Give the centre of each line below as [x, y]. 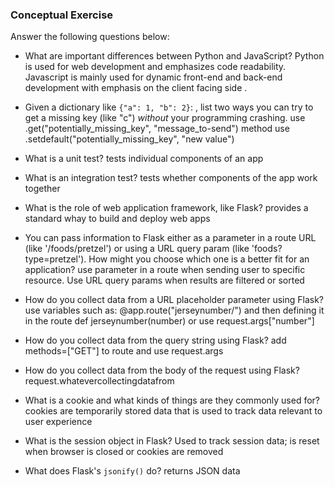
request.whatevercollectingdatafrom [99, 381]
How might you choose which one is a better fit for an [199, 259]
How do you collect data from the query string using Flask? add [155, 340]
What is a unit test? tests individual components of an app [144, 159]
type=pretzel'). [55, 259]
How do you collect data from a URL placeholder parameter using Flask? [174, 300]
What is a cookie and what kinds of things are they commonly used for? [172, 400]
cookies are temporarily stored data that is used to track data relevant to [173, 411]
